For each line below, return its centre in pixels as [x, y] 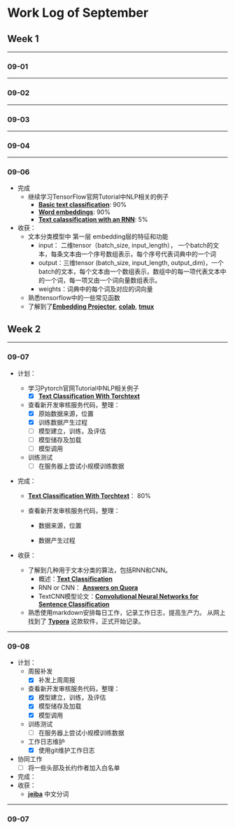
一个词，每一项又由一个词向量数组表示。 [103, 281]
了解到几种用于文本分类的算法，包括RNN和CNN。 [100, 570]
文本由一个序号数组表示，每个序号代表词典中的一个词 [140, 254]
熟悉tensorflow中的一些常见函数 [74, 298]
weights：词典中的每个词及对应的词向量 [95, 289]
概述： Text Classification [76, 579]
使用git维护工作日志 [66, 750]
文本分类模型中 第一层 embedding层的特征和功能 [98, 236]
